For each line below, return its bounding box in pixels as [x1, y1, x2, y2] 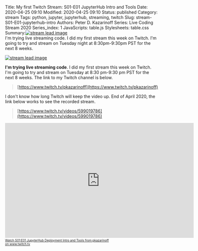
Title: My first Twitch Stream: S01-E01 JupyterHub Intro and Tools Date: [5, 4, 148, 10]
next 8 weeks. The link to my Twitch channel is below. [5, 75, 113, 80]
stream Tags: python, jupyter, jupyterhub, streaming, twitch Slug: [5, 15, 135, 20]
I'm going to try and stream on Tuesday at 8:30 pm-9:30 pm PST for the [5, 70, 149, 75]
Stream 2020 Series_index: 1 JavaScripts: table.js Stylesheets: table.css [5, 25, 149, 31]
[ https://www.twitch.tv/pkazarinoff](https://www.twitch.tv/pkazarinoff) [17, 84, 158, 90]
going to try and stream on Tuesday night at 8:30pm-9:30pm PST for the [5, 40, 151, 46]
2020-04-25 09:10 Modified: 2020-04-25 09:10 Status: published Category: [5, 9, 158, 15]
